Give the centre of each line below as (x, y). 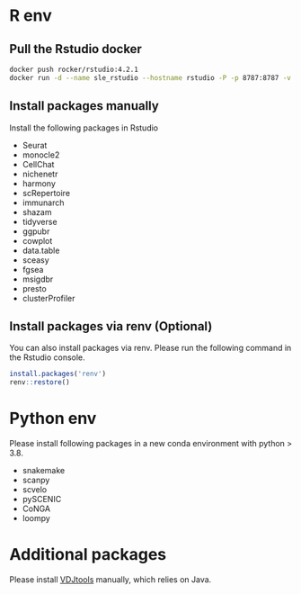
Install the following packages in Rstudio (84, 128)
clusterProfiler (49, 298)
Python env (53, 418)
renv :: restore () (40, 382)
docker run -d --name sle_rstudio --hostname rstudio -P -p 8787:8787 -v (150, 77)
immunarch (43, 202)
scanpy (36, 480)
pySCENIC (42, 499)
